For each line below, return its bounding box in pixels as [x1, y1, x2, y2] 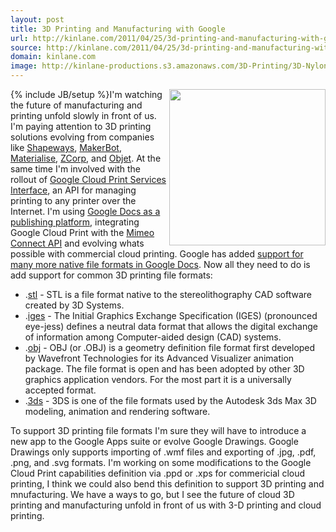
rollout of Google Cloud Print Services [10, 174, 167, 185]
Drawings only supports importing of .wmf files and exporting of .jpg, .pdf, [10, 446, 317, 458]
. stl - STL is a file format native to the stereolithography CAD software [24, 289, 312, 300]
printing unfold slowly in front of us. [10, 110, 157, 121]
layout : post [10, 14, 65, 25]
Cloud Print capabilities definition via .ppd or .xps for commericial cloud [10, 467, 306, 479]
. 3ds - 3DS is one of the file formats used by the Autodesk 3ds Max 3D [24, 395, 317, 406]
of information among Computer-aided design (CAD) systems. [24, 331, 282, 343]
